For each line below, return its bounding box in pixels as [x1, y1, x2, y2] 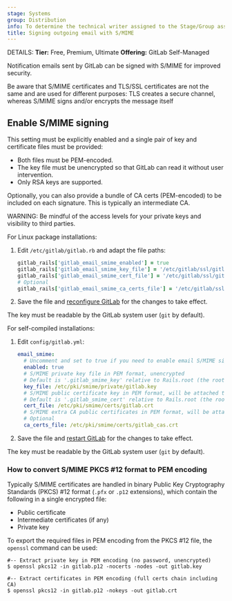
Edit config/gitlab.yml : [17, 337, 85, 346]
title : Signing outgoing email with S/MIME [7, 29, 135, 37]
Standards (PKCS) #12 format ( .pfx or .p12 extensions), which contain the [7, 488, 217, 496]
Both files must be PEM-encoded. [17, 156, 114, 164]
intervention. [17, 170, 54, 179]
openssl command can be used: [7, 544, 98, 552]
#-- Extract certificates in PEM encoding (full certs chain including [7, 575, 217, 582]
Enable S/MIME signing [7, 117, 109, 128]
